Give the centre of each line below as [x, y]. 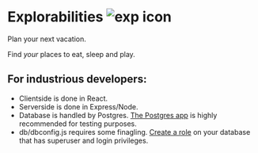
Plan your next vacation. [47, 39]
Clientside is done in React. [63, 98]
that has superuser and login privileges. [83, 140]
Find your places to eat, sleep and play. [71, 54]
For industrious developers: [77, 79]
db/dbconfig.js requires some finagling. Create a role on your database [135, 132]
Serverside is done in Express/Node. [78, 106]
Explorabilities [55, 17]
